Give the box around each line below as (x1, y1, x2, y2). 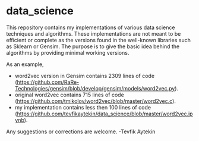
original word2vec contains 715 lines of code (14, 91, 125, 98)
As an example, (6, 61, 44, 68)
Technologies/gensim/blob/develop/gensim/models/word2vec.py (14, 84, 175, 92)
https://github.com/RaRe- (17, 79, 80, 86)
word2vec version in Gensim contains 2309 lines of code (14, 72, 155, 79)
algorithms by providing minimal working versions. (6, 49, 129, 56)
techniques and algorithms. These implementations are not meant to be (6, 30, 181, 37)
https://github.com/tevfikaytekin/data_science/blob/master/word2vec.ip (17, 110, 193, 117)
